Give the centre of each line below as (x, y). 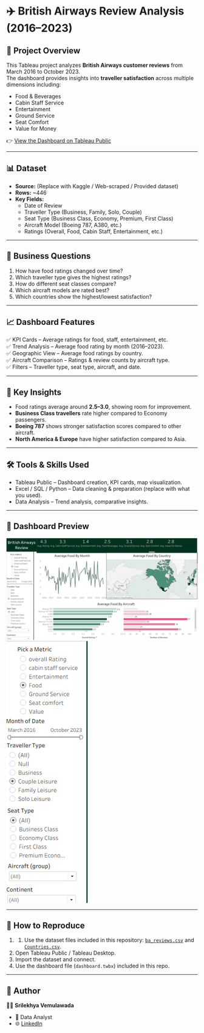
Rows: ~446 (31, 193)
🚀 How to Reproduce (46, 926)
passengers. (31, 420)
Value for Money (36, 128)
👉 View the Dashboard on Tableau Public (59, 141)
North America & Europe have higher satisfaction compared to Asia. (100, 439)
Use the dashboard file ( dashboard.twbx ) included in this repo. (92, 966)
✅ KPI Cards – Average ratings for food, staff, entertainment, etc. (87, 339)
